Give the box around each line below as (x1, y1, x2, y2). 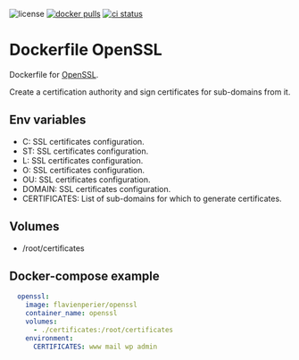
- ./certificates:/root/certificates (32, 325, 174, 334)
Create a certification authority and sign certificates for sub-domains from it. (9, 86, 291, 97)
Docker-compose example (9, 268, 161, 283)
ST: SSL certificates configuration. (21, 146, 149, 156)
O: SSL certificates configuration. (21, 164, 145, 175)
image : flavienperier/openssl (25, 300, 138, 310)
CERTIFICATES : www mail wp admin (32, 342, 158, 351)
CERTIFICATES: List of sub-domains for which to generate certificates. (21, 193, 283, 204)
